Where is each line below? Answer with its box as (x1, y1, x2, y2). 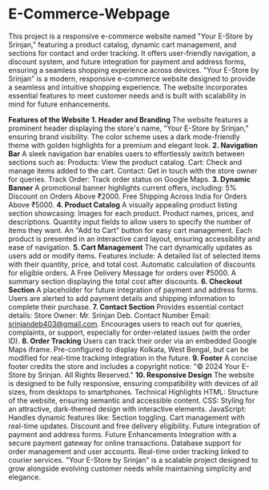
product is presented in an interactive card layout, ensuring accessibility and (8, 234, 260, 243)
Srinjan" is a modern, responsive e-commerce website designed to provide (8, 74, 256, 83)
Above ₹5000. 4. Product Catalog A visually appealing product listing (8, 199, 238, 209)
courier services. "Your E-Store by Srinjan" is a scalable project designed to (8, 455, 259, 464)
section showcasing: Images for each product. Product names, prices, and (8, 208, 255, 218)
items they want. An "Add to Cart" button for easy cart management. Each (8, 225, 252, 235)
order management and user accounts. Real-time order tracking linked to (8, 446, 249, 456)
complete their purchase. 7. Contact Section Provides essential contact (8, 302, 244, 311)
